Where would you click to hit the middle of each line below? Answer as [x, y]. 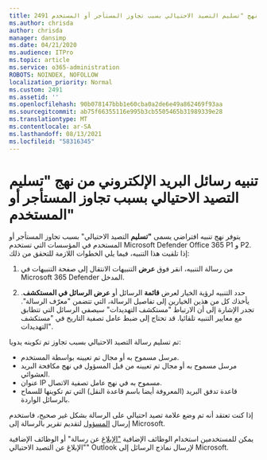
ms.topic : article [39, 60]
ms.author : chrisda [41, 23]
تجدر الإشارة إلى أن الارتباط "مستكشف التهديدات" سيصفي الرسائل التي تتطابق [137, 310]
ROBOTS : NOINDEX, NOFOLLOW [54, 75]
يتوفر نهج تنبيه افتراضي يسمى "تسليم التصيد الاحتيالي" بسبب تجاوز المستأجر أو [125, 236]
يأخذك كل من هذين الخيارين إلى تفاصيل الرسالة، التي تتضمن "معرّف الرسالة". [135, 301]
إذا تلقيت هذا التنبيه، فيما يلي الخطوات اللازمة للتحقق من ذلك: [99, 253]
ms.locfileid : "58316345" [52, 141]
